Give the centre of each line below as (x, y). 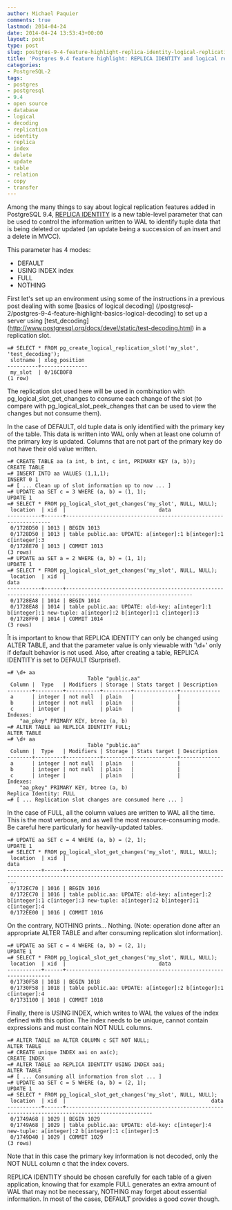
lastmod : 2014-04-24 (37, 26)
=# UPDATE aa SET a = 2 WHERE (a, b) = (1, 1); (77, 559)
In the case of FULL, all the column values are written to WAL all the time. (111, 813)
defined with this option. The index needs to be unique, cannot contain (108, 1020)
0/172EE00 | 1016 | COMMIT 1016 (57, 913)
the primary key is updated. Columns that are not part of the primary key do (115, 442)
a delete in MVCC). (34, 237)
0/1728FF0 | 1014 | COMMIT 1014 (57, 619)
